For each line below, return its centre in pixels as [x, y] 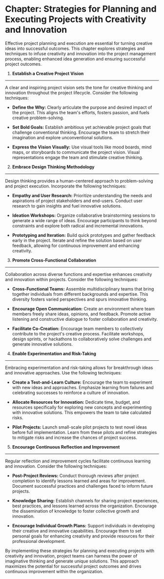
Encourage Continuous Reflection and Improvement [66, 447]
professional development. [39, 541]
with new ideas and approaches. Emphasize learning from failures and [83, 387]
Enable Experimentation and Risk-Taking [54, 353]
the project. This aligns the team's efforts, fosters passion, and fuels [81, 112]
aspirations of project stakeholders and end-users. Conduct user [77, 201]
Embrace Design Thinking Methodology [53, 166]
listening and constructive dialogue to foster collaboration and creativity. [85, 319]
